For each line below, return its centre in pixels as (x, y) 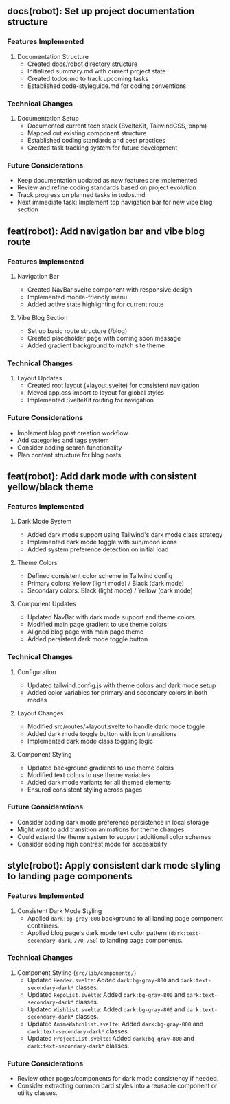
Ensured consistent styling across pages (85, 790)
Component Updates (47, 604)
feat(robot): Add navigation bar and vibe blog (106, 231)
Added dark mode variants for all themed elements (99, 782)
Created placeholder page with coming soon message (104, 338)
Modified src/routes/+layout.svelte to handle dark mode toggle (116, 726)
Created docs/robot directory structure (82, 64)
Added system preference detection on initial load (98, 549)
